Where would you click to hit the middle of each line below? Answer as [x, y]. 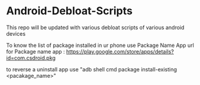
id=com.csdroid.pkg [31, 58]
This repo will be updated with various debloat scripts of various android [96, 27]
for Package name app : [36, 51]
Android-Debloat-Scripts [70, 11]
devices [16, 33]
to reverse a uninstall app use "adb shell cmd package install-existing [92, 69]
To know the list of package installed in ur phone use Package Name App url [100, 45]
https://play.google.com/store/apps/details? [120, 51]
